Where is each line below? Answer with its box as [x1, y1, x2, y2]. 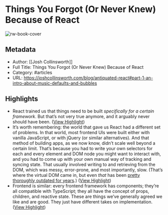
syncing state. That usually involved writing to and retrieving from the [12, 161, 156, 167]
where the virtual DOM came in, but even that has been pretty [12, 172, 140, 178]
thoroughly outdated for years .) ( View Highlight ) [12, 177, 111, 183]
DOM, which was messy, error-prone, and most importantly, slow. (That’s [12, 167, 163, 173]
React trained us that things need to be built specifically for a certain [12, 108, 154, 114]
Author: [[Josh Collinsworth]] [12, 59, 73, 65]
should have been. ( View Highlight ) [12, 119, 85, 125]
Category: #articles [12, 69, 52, 75]
